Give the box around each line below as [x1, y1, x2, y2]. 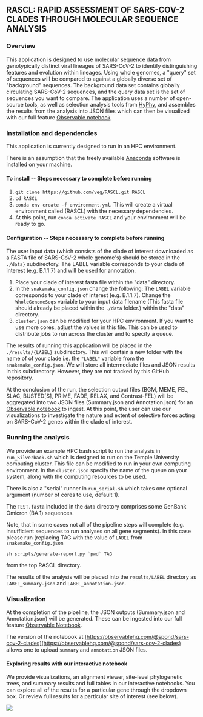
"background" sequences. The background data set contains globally [6, 81, 180, 88]
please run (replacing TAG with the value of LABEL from [6, 533, 143, 541]
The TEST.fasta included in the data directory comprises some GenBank [6, 502, 187, 510]
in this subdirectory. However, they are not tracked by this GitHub [6, 368, 170, 375]
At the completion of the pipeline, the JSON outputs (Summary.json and [6, 609, 185, 616]
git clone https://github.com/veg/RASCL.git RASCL [15, 189, 146, 196]
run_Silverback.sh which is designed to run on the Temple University [6, 453, 179, 461]
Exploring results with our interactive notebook [6, 660, 128, 667]
